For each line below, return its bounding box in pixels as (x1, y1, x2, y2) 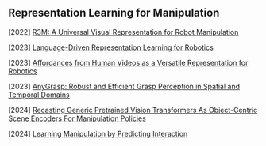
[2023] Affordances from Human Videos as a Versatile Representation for (8, 58, 249, 67)
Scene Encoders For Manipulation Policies (8, 114, 147, 123)
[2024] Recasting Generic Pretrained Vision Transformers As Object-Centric (8, 105, 258, 114)
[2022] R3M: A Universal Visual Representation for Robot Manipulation (8, 27, 239, 36)
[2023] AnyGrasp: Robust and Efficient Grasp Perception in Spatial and (8, 81, 241, 91)
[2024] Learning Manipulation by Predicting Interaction (8, 129, 188, 138)
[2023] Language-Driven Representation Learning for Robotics (8, 43, 214, 52)
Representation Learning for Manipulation (8, 6, 220, 20)
